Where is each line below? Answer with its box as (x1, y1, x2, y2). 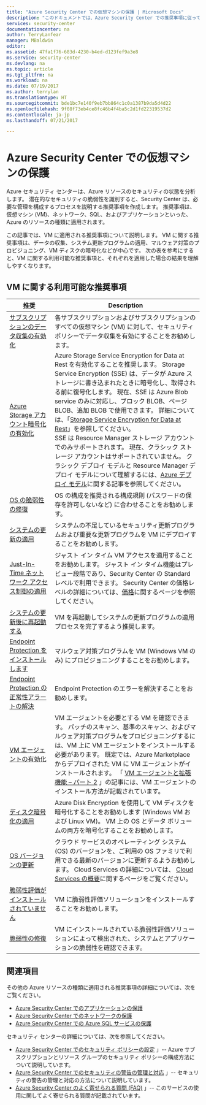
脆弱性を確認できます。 (78, 944, 147, 952)
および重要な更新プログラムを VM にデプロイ (60, 530, 191, 538)
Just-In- (9, 560, 36, 568)
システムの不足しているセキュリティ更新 (54, 521, 170, 529)
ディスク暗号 (9, 808, 46, 816)
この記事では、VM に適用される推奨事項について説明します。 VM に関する (6, 231, 194, 239)
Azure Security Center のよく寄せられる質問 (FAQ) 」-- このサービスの (15, 1084, 194, 1092)
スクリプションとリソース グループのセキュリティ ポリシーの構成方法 (15, 1053, 190, 1061)
